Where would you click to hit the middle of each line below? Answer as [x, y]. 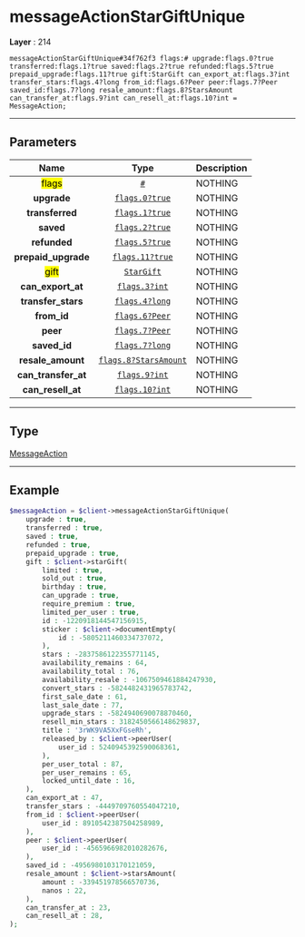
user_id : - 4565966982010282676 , [105, 849]
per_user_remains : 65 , [87, 773]
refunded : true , [59, 545]
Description [221, 168]
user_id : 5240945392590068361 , [119, 747]
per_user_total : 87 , [83, 764]
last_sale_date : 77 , [83, 705]
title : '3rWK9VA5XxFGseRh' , [97, 731]
